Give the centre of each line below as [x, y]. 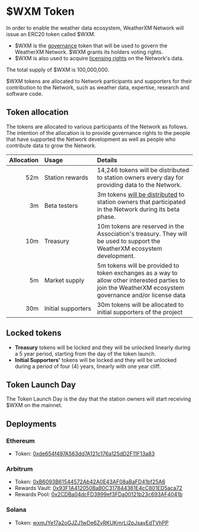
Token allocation [38, 112]
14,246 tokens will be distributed [143, 170]
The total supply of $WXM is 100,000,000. [58, 69]
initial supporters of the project [140, 312]
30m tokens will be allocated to [140, 305]
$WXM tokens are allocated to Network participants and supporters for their [99, 81]
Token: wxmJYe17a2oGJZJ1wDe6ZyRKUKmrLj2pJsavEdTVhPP [92, 523]
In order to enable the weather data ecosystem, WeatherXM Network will [95, 28]
